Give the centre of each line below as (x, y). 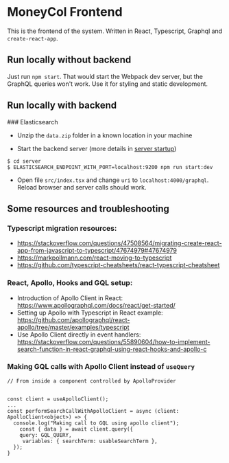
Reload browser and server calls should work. (82, 187)
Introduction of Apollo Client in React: (70, 298)
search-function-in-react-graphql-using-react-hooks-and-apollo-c (112, 349)
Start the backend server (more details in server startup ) (97, 148)
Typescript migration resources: (62, 228)
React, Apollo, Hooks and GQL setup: (70, 283)
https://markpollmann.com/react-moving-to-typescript (94, 258)
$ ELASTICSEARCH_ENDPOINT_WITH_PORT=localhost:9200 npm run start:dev (110, 167)
